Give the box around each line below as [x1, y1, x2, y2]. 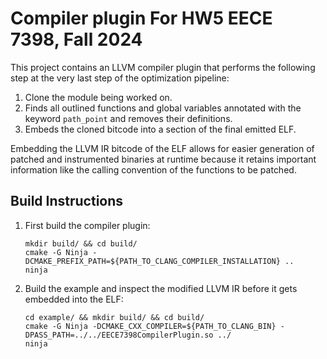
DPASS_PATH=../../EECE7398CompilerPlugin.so [24, 330, 214, 340]
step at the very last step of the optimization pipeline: [10, 72, 230, 84]
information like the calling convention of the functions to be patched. [10, 163, 297, 176]
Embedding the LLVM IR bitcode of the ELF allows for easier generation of [10, 142, 315, 154]
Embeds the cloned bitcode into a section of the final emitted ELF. [24, 123, 297, 135]
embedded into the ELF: [24, 293, 124, 305]
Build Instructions [10, 193, 124, 210]
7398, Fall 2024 [10, 28, 143, 51]
